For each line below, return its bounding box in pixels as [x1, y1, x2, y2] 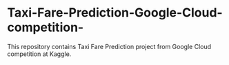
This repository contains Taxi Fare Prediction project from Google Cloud [7, 42, 212, 50]
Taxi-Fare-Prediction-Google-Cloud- [7, 5, 223, 21]
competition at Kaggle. [7, 50, 72, 58]
